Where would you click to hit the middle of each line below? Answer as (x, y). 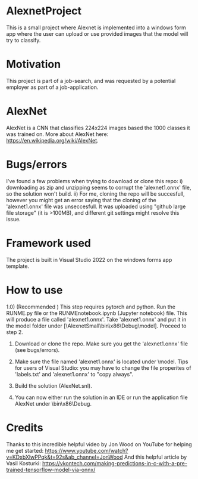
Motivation (34, 64)
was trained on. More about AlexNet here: (57, 134)
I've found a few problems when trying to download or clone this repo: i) (95, 181)
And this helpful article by (155, 457)
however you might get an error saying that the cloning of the (81, 200)
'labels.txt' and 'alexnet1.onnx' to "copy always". (74, 374)
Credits (25, 427)
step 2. (15, 332)
